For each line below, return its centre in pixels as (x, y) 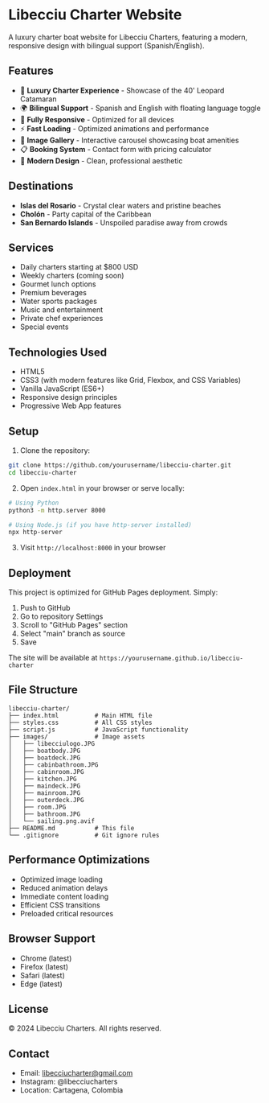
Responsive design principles (69, 397)
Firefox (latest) (44, 966)
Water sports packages (59, 301)
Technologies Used (57, 352)
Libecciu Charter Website (95, 15)
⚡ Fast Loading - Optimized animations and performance (114, 128)
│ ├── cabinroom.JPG (46, 772)
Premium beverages (53, 293)
